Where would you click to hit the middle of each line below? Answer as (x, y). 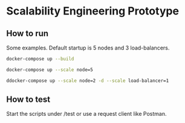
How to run (28, 33)
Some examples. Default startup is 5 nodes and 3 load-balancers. (88, 48)
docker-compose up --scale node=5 (50, 70)
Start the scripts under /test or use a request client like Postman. (86, 114)
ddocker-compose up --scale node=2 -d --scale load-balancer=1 (88, 80)
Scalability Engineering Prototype (93, 11)
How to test (28, 100)
